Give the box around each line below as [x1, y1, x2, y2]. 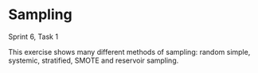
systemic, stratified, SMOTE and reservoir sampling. [8, 56, 179, 65]
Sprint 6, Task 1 [8, 32, 58, 41]
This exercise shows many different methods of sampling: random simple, [8, 47, 251, 56]
